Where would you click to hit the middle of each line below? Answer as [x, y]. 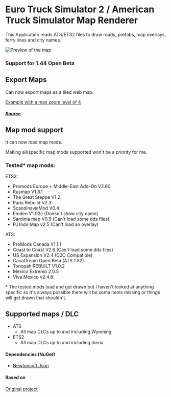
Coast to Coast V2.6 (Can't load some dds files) [63, 250]
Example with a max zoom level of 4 [43, 102]
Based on [16, 377]
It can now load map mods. [34, 142]
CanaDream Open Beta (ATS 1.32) [48, 261]
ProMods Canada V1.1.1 [37, 244]
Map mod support [34, 130]
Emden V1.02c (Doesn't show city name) [55, 214]
